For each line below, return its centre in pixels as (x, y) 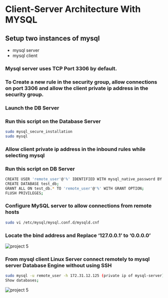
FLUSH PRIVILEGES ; (24, 193)
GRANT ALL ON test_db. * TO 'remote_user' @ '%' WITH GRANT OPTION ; (74, 188)
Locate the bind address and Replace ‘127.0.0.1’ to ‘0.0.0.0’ (78, 235)
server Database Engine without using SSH (58, 265)
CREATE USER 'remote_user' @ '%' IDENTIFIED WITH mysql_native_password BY (84, 179)
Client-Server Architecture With (73, 9)
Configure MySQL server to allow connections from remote (78, 206)
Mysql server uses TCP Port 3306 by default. (61, 68)
